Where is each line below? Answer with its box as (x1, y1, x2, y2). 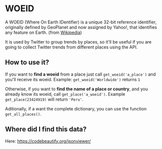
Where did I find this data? (5, 125, 87, 133)
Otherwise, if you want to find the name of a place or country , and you (5, 86, 148, 92)
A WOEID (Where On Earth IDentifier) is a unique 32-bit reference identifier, (5, 19, 157, 25)
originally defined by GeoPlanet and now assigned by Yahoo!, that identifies (5, 24, 157, 30)
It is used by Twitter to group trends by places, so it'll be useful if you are (5, 39, 152, 44)
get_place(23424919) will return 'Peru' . (5, 96, 84, 102)
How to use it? (5, 58, 49, 66)
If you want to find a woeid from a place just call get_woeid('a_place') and (5, 71, 156, 77)
